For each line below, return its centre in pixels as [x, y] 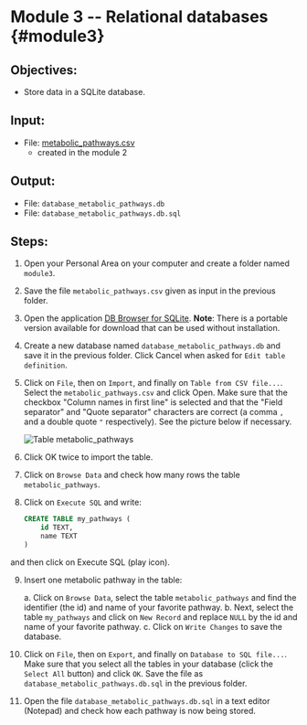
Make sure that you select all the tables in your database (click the [148, 664]
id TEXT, [57, 528]
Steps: [29, 242]
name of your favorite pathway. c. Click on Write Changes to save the [153, 626]
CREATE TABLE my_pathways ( [77, 519]
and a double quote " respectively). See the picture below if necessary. [158, 421]
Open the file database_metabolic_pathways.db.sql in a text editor [147, 700]
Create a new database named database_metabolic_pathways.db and [152, 346]
